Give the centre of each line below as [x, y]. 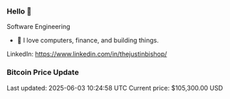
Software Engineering [38, 27]
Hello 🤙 [19, 11]
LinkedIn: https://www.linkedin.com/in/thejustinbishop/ [87, 54]
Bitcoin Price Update [43, 72]
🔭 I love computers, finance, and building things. [88, 40]
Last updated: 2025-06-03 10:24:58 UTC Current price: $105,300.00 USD [115, 88]
